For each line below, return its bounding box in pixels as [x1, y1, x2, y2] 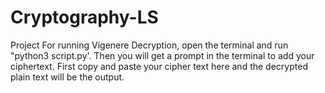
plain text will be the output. [10, 71, 125, 83]
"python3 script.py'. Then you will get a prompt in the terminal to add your [10, 49, 315, 61]
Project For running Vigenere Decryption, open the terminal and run [10, 39, 289, 51]
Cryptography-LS [10, 6, 159, 29]
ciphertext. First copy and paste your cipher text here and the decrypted [10, 60, 308, 72]
